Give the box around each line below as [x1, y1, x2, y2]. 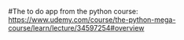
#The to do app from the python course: [8, 7, 139, 16]
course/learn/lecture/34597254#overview [8, 24, 145, 32]
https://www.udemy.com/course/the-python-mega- [8, 15, 176, 24]
